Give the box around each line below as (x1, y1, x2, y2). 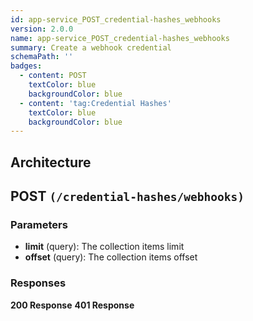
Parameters (10, 217, 68, 231)
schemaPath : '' (10, 52, 74, 62)
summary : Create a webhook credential (10, 42, 172, 53)
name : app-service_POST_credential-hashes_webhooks (10, 33, 230, 43)
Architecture (10, 154, 92, 171)
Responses (10, 276, 67, 290)
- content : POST (19, 71, 87, 81)
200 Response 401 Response (10, 299, 135, 311)
